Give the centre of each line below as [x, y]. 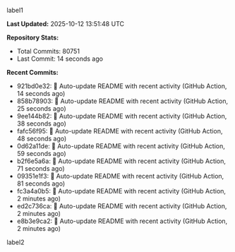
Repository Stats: [33, 37]
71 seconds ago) [41, 168]
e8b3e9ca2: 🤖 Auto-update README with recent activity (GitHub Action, [122, 221]
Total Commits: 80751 [48, 51]
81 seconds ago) [41, 184]
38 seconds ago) [41, 124]
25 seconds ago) [41, 108]
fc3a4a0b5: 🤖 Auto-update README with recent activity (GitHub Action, [121, 191]
